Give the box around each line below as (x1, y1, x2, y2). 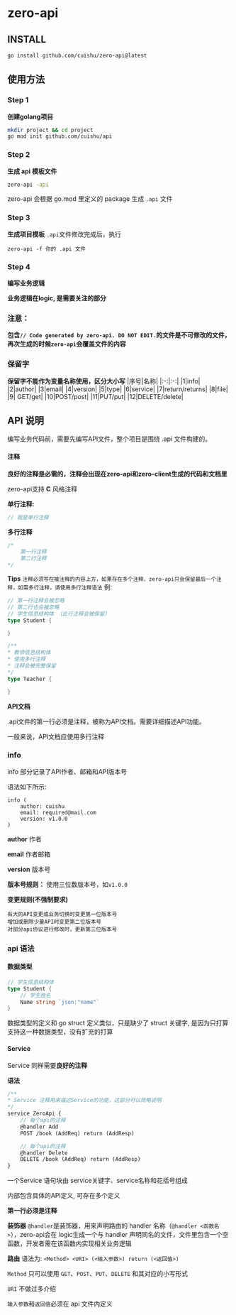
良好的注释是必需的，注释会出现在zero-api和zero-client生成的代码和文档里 (7, 469, 227, 478)
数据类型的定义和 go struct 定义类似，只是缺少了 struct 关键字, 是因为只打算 (7, 1019, 229, 1027)
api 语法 (7, 943, 35, 953)
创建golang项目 (7, 112, 53, 121)
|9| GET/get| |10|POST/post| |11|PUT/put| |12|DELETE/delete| (7, 392, 184, 400)
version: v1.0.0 (20, 815, 69, 822)
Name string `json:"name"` (20, 998, 100, 1005)
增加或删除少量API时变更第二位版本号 (7, 918, 101, 925)
